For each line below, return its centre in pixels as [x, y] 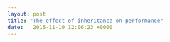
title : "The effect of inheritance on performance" [85, 21]
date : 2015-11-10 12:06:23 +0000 [60, 27]
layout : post [27, 14]
